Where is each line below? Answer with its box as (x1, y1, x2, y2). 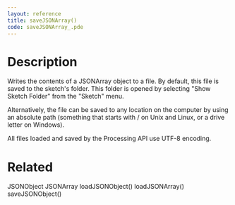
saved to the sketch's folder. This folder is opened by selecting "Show (7, 85, 211, 93)
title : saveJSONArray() (7, 17, 78, 24)
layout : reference (7, 10, 61, 18)
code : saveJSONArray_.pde (7, 23, 83, 30)
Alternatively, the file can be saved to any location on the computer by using (7, 106, 229, 114)
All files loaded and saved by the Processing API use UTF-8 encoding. (7, 135, 212, 143)
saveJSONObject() (7, 190, 62, 198)
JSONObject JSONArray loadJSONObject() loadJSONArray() (7, 182, 185, 191)
